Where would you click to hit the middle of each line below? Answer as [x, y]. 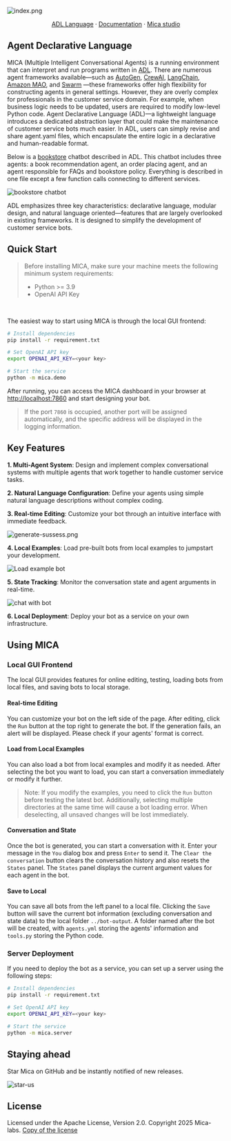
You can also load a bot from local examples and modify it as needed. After [114, 764]
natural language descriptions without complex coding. [86, 500]
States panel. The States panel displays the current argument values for [110, 867]
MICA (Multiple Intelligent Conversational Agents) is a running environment [113, 62]
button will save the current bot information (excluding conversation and [110, 913]
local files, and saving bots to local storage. [69, 687]
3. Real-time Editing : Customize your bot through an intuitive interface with [114, 513]
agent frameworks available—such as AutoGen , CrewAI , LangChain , [103, 77]
